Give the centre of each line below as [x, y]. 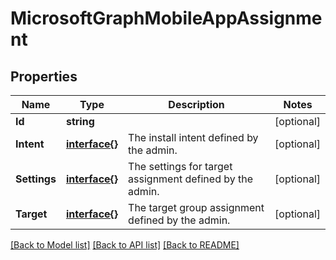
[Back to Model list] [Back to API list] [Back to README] [125, 245]
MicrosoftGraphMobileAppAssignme [166, 18]
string [80, 121]
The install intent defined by [193, 137]
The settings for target [180, 166]
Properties [44, 76]
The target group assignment [196, 207]
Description [196, 104]
